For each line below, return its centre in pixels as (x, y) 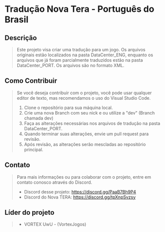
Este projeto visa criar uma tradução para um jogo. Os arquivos (81, 50)
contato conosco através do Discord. (54, 182)
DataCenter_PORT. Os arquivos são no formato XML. (70, 65)
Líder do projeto (30, 213)
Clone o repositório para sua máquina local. (68, 108)
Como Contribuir (31, 81)
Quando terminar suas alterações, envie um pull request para (86, 134)
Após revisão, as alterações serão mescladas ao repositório (85, 144)
